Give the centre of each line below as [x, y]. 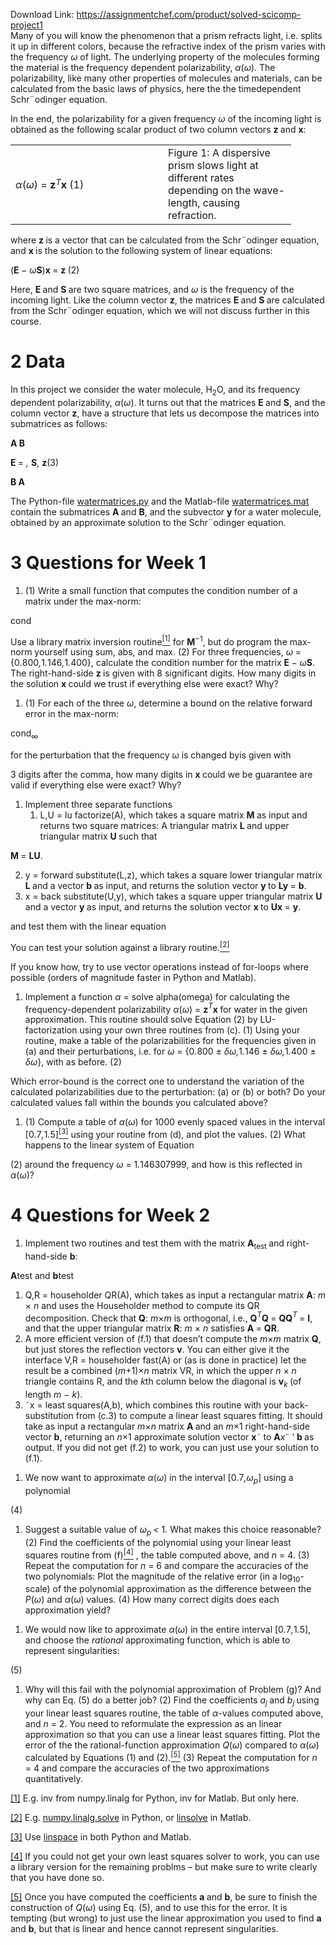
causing [221, 202]
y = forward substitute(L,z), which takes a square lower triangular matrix [173, 875]
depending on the [210, 190]
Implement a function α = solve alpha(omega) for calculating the [157, 996]
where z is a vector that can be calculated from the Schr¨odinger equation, [165, 240]
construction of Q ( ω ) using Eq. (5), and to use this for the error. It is [149, 1907]
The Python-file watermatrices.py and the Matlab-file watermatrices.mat [160, 501]
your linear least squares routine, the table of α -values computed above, [174, 1713]
